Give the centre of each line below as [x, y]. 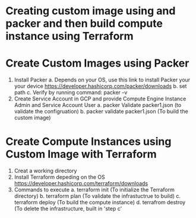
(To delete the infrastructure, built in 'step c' [68, 208]
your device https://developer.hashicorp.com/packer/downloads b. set [100, 86]
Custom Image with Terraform [81, 154]
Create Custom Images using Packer [97, 63]
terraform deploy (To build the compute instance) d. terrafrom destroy [100, 203]
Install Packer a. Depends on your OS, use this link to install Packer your [102, 80]
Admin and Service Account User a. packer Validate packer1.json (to [98, 105]
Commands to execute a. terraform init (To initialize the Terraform [94, 190]
